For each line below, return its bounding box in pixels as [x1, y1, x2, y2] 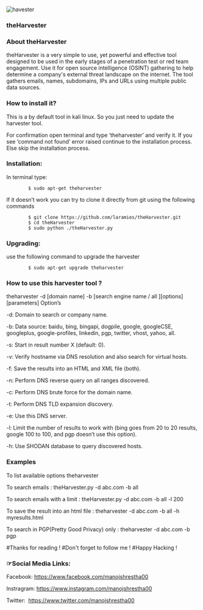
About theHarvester [6, 37, 67, 46]
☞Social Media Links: [6, 559, 71, 568]
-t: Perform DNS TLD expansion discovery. [6, 400, 114, 408]
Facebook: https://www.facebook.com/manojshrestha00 [6, 573, 149, 580]
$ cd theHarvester [28, 219, 75, 226]
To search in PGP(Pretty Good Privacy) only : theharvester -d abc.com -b [6, 526, 190, 533]
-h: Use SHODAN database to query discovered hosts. [6, 443, 143, 450]
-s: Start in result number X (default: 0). [6, 341, 105, 348]
